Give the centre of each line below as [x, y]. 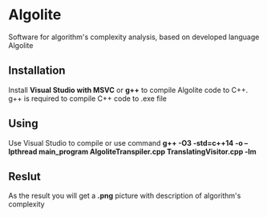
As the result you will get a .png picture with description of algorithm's [125, 196]
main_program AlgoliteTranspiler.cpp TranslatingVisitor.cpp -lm [148, 151]
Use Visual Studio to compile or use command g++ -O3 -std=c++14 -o [125, 143]
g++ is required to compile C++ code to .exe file [87, 98]
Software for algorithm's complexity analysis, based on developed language [134, 37]
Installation [37, 71]
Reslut [25, 177]
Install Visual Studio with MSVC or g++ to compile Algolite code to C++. [128, 90]
